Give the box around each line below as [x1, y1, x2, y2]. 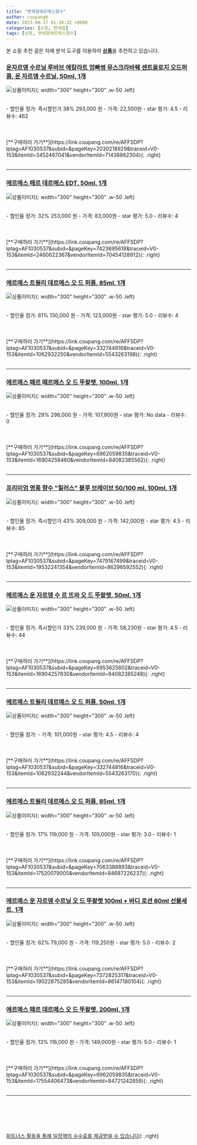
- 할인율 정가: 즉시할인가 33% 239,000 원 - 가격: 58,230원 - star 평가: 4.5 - [6, 624, 182, 631]
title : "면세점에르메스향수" [6, 8, 66, 15]
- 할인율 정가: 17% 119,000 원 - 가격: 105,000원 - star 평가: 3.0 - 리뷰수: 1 [6, 830, 176, 837]
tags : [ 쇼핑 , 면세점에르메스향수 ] [6, 31, 77, 36]
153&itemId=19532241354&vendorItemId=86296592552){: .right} [6, 563, 164, 570]
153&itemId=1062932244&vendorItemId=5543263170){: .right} [6, 770, 158, 777]
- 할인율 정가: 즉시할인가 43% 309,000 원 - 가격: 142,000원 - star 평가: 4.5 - [6, 517, 185, 524]
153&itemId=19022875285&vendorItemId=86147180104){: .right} [6, 978, 162, 985]
